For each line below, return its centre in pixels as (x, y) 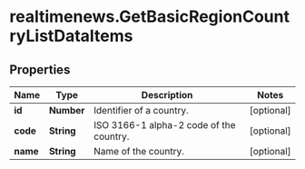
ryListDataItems (71, 36)
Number (67, 110)
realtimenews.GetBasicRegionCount (150, 17)
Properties (40, 70)
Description (167, 95)
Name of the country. (139, 151)
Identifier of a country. (141, 110)
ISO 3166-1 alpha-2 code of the (165, 125)
